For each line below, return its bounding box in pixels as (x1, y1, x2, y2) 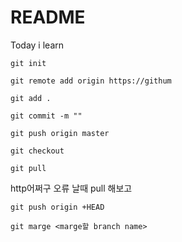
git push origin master (10, 128, 110, 138)
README (10, 6, 86, 29)
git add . (10, 93, 52, 103)
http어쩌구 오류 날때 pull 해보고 (10, 182, 133, 194)
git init (10, 58, 47, 68)
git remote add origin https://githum (10, 76, 172, 86)
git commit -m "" (10, 111, 83, 121)
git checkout (10, 146, 65, 156)
